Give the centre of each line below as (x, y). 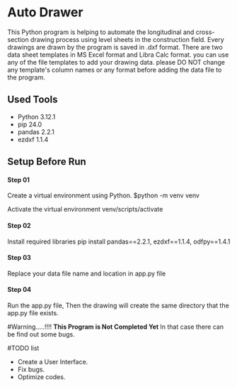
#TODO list (23, 348)
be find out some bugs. (41, 334)
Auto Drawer (45, 12)
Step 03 (19, 258)
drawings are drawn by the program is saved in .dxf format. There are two (115, 47)
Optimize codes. (41, 376)
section (18, 39)
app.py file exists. (33, 312)
